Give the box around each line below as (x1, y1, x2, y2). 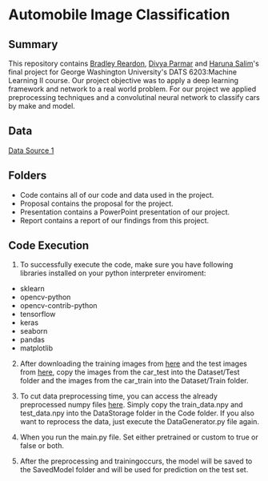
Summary (8, 38, 58, 51)
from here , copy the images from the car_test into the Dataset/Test (19, 367, 240, 377)
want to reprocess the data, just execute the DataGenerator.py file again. (19, 417, 260, 427)
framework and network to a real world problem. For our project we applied (8, 84, 257, 94)
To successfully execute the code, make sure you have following (19, 260, 234, 270)
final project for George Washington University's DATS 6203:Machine (8, 67, 238, 77)
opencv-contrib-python (19, 301, 98, 311)
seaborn (19, 327, 48, 336)
